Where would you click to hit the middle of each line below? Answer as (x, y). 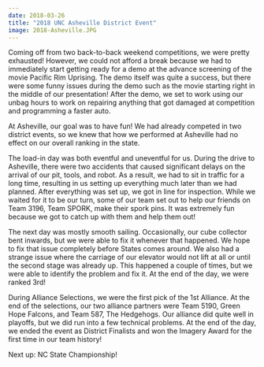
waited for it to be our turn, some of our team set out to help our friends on (129, 200)
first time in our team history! (55, 339)
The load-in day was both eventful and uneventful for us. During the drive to (132, 158)
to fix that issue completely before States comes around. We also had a (124, 249)
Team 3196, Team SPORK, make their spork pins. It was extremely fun (121, 209)
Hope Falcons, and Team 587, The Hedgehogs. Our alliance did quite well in (131, 314)
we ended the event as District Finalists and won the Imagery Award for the (130, 331)
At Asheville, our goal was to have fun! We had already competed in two (125, 126)
